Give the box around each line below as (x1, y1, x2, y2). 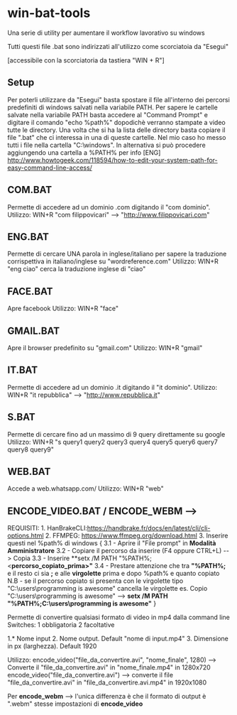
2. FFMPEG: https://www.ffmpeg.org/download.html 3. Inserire (45, 531, 228, 540)
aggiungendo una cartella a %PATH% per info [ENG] (7, 148, 161, 157)
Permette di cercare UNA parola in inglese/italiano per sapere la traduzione (7, 250, 227, 258)
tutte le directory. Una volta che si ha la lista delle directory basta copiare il (7, 126, 226, 134)
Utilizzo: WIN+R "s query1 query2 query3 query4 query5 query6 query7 (7, 437, 219, 446)
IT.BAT (7, 364, 38, 376)
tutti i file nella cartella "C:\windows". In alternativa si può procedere (7, 141, 206, 149)
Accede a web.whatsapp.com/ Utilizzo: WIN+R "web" (7, 484, 165, 493)
